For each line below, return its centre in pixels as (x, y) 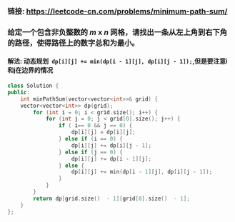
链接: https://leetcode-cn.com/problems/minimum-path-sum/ (117, 11)
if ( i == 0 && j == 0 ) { (95, 126)
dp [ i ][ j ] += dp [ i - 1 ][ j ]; (111, 158)
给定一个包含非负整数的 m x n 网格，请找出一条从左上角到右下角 (117, 32)
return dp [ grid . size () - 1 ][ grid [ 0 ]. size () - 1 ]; (112, 198)
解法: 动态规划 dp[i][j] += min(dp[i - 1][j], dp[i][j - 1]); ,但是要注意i (117, 61)
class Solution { (33, 86)
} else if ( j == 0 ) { (90, 152)
